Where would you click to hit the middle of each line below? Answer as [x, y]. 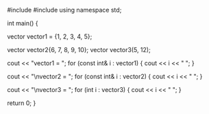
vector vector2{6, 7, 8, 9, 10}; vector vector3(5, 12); [79, 50]
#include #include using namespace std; [64, 10]
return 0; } [22, 103]
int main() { [23, 23]
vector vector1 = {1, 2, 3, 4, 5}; [50, 36]
